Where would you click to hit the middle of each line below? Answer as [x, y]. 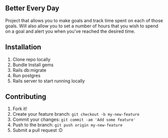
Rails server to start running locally [49, 81]
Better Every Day [32, 8]
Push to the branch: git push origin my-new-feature [67, 125]
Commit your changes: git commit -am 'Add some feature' [74, 120]
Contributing [26, 97]
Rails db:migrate [29, 70]
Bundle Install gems [33, 65]
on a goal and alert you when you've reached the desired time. [70, 31]
